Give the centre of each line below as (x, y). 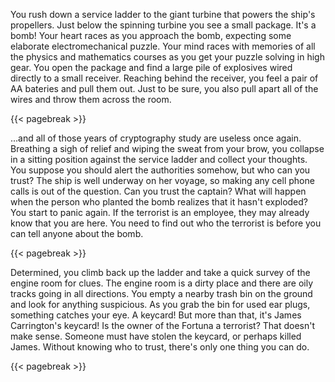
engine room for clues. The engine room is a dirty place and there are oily (162, 283)
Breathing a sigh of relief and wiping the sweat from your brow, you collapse (167, 148)
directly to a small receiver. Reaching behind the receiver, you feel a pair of (164, 78)
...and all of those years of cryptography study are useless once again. (156, 138)
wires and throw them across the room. (91, 99)
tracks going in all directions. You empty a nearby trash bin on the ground (161, 293)
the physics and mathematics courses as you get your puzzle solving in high (167, 57)
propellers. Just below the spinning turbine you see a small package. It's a (163, 25)
